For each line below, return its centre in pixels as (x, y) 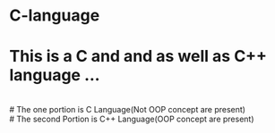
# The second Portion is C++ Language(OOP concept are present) (132, 119)
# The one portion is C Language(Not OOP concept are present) (128, 110)
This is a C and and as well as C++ (138, 57)
